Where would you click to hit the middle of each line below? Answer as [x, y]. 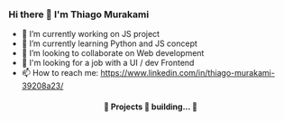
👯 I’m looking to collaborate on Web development [113, 53]
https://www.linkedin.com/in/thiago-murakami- [188, 73]
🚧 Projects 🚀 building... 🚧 [151, 107]
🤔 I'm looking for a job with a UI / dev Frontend [108, 63]
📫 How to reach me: [60, 73]
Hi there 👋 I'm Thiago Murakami [79, 14]
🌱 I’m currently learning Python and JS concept [109, 43]
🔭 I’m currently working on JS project [90, 34]
